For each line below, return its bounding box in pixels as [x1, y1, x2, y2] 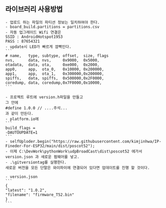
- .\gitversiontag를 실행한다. [5, 160, 67, 165]
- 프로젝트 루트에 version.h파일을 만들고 [5, 94, 84, 100]
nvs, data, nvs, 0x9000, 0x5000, [5, 58, 100, 63]
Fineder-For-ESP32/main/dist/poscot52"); [5, 143, 95, 148]
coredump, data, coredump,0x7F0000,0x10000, [5, 80, 102, 85]
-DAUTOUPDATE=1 [5, 130, 38, 135]
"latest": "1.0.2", [5, 187, 47, 193]
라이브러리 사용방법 [5, 5, 63, 14]
